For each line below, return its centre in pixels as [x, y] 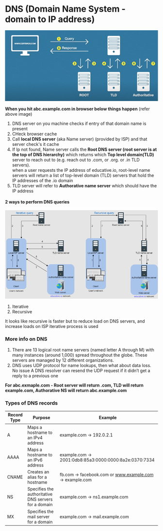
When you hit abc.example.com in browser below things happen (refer [78, 109]
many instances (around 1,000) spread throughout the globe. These [80, 355]
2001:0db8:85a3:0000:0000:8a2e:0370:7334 [107, 460]
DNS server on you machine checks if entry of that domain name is [79, 123]
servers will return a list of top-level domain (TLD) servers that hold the [83, 175]
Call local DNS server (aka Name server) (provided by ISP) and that [80, 139]
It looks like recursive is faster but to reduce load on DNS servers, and [75, 321]
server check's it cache [35, 144]
